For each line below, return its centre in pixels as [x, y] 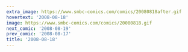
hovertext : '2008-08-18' [37, 17]
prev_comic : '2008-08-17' [39, 34]
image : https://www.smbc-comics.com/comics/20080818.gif [79, 23]
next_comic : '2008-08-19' [39, 28]
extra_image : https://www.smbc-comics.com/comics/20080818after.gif [94, 12]
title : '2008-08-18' [32, 39]
